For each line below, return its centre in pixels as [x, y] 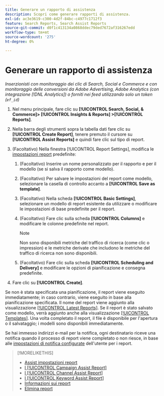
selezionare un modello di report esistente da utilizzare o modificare [88, 203]
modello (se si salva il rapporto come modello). [67, 169]
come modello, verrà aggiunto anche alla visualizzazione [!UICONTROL [77, 313]
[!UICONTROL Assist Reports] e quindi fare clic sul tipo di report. [78, 139]
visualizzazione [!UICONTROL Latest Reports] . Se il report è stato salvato [79, 308]
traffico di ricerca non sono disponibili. [58, 253]
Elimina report [39, 388]
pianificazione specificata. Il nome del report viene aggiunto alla [70, 302]
